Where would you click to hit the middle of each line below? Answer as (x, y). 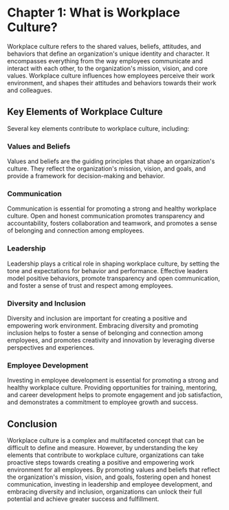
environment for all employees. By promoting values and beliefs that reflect (113, 470)
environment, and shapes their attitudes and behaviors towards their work (112, 83)
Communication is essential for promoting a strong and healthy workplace (112, 209)
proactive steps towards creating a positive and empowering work (101, 463)
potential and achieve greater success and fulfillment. (83, 499)
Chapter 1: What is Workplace (94, 13)
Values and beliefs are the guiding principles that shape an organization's (111, 161)
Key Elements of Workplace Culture (85, 112)
